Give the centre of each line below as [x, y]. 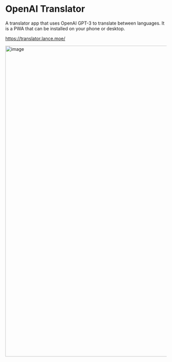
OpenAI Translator [45, 9]
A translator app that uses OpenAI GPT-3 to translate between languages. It [85, 23]
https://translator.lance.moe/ [35, 38]
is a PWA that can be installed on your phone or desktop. [65, 28]
